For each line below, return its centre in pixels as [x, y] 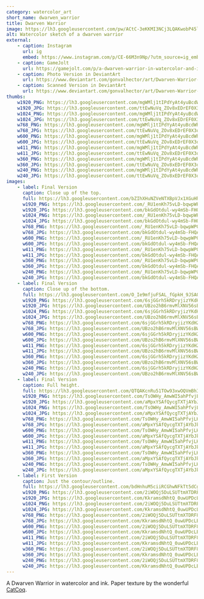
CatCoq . [17, 590]
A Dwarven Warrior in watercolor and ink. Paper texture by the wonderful [98, 583]
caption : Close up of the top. [62, 193]
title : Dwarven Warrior [36, 23]
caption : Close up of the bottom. [66, 289]
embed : [31, 57]
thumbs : [16, 97]
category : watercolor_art [39, 12]
